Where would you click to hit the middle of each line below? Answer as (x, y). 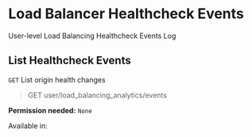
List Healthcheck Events (70, 61)
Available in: (28, 126)
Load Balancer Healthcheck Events (126, 14)
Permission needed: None (50, 110)
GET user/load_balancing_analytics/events (97, 95)
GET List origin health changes (57, 79)
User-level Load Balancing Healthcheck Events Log (92, 36)
